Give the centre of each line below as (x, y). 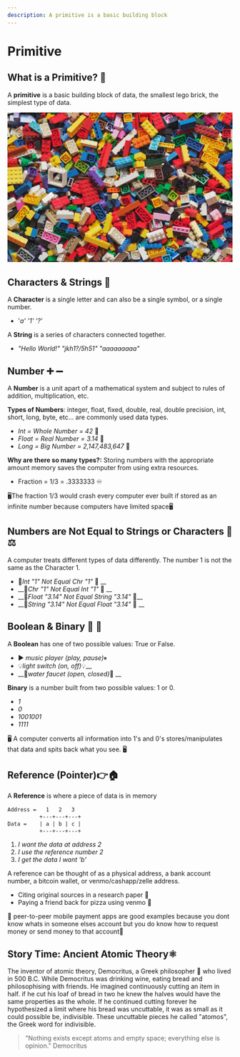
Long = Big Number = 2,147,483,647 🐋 (74, 446)
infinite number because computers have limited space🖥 (90, 506)
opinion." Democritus (56, 1046)
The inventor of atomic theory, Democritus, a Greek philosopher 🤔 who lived (119, 971)
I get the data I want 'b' (52, 860)
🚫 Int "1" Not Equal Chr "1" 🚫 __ (62, 581)
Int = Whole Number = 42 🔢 (58, 431)
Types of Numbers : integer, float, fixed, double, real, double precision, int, (117, 409)
